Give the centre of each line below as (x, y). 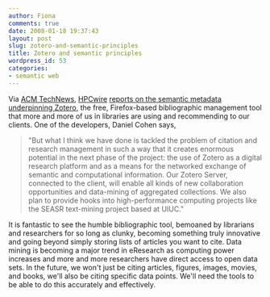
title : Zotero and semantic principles (75, 53)
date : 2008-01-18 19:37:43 (54, 31)
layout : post (30, 38)
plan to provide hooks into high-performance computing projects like (143, 200)
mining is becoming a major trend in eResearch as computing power (122, 250)
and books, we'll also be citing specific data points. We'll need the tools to (131, 276)
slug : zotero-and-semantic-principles (73, 46)
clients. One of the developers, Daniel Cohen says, (92, 124)
